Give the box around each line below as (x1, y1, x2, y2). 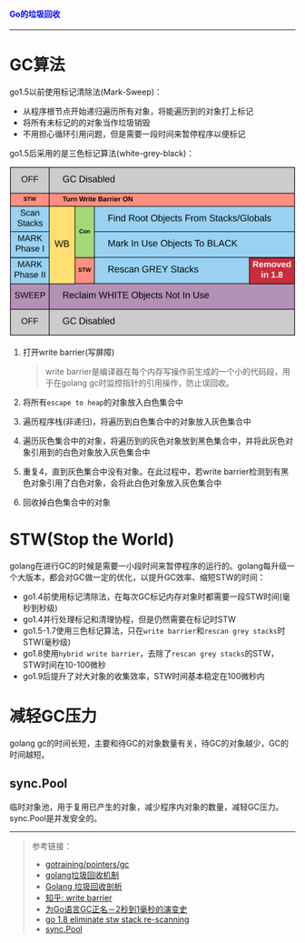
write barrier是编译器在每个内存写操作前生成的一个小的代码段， (44, 366, 283, 376)
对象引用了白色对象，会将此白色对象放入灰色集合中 (30, 477, 222, 488)
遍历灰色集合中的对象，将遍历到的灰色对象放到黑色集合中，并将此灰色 (22, 435, 286, 446)
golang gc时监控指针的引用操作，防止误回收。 (61, 377, 234, 388)
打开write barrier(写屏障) (22, 346, 115, 357)
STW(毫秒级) (22, 637, 71, 647)
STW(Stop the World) (9, 529, 175, 550)
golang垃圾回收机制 (44, 869, 120, 880)
